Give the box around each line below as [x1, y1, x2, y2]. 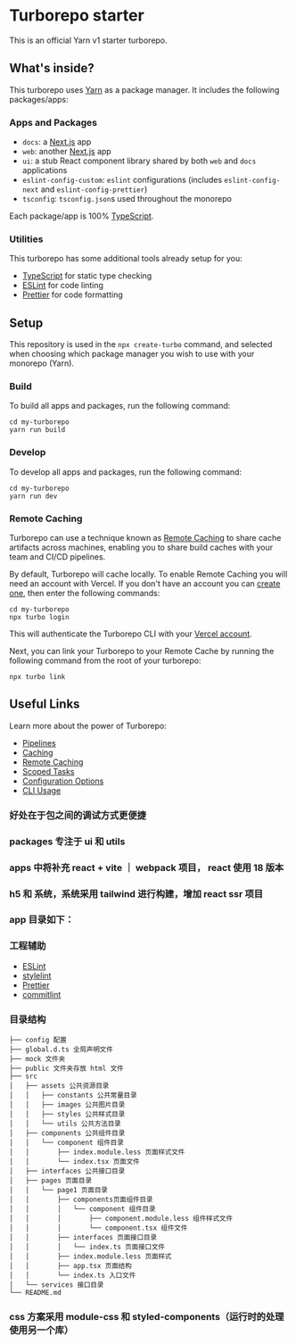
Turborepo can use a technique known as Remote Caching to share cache [9, 533, 282, 543]
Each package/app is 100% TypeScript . [9, 211, 154, 221]
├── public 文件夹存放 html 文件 [9, 1064, 124, 1074]
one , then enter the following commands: [9, 588, 160, 599]
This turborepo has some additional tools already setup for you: [9, 253, 243, 264]
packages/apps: [9, 94, 69, 104]
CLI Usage [21, 784, 62, 795]
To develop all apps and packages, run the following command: [9, 466, 243, 477]
